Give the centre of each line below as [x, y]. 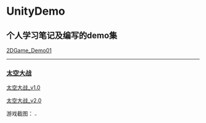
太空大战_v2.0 [24, 101]
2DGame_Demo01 [29, 50]
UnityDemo [36, 11]
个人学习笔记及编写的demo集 [62, 35]
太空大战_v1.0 [24, 88]
